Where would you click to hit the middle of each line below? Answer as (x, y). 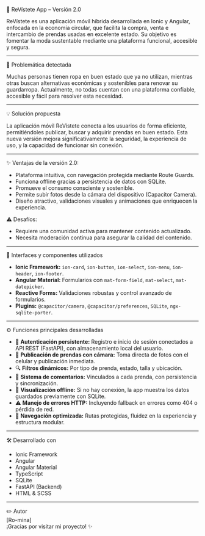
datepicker (29, 287)
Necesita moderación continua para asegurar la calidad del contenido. (103, 237)
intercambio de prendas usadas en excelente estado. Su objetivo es (92, 34)
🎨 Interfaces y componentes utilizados (55, 255)
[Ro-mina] (19, 520)
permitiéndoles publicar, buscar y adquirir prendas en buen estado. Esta (97, 132)
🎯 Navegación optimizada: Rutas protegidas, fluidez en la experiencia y (106, 416)
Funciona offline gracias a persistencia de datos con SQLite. (91, 181)
